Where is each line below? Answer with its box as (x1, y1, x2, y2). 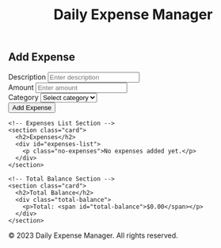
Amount (8, 82, 34, 92)
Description (8, 72, 46, 81)
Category (8, 92, 40, 102)
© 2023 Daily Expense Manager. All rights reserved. (8, 231, 178, 240)
